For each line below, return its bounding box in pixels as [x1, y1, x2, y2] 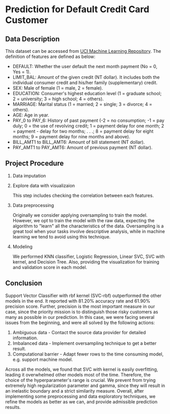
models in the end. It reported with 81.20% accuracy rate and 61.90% [5, 298, 151, 304]
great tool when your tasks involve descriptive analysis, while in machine [12, 228, 165, 234]
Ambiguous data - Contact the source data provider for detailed [12, 329, 146, 335]
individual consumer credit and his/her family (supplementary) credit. [12, 80, 158, 85]
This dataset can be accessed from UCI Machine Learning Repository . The [5, 48, 161, 54]
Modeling [12, 243, 33, 250]
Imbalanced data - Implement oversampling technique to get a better [12, 340, 157, 346]
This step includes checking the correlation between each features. [12, 192, 154, 198]
